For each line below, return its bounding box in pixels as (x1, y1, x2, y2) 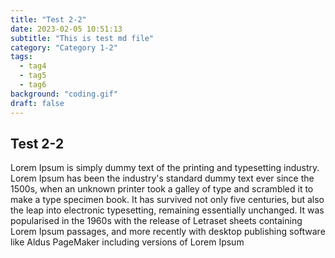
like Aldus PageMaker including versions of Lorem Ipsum (10, 236, 245, 248)
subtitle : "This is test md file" (10, 33, 155, 43)
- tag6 (19, 80, 47, 90)
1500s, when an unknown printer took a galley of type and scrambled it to (10, 183, 314, 195)
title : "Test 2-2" (10, 14, 87, 25)
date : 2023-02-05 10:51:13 (10, 24, 123, 34)
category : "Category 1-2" (10, 42, 118, 53)
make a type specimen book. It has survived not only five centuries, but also (10, 194, 325, 206)
